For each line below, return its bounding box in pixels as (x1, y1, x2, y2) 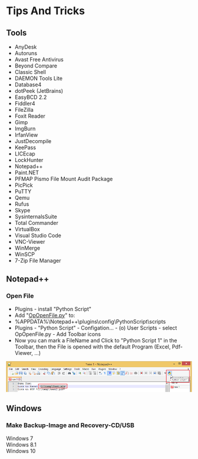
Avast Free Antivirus (14, 56, 64, 63)
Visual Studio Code (14, 232, 62, 239)
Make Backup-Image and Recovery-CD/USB (6, 421, 134, 429)
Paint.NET (14, 169, 39, 176)
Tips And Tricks (6, 4, 85, 18)
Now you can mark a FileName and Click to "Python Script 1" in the (14, 337, 177, 344)
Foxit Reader (14, 112, 46, 119)
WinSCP (14, 251, 35, 258)
